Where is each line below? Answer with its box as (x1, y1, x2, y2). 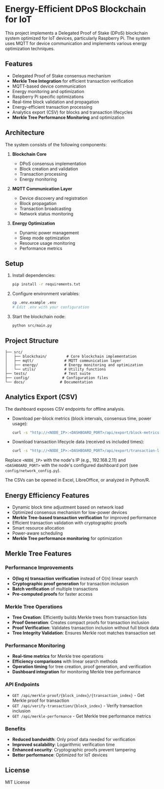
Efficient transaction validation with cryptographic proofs (12, 520, 127, 526)
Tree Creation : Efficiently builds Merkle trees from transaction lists (12, 614, 147, 620)
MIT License (5, 779, 30, 785)
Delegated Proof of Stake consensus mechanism (12, 72, 111, 79)
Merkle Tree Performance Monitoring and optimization (12, 114, 125, 120)
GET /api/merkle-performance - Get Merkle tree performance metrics (12, 713, 151, 719)
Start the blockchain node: (12, 314, 66, 319)
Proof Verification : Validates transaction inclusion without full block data (12, 625, 159, 631)
